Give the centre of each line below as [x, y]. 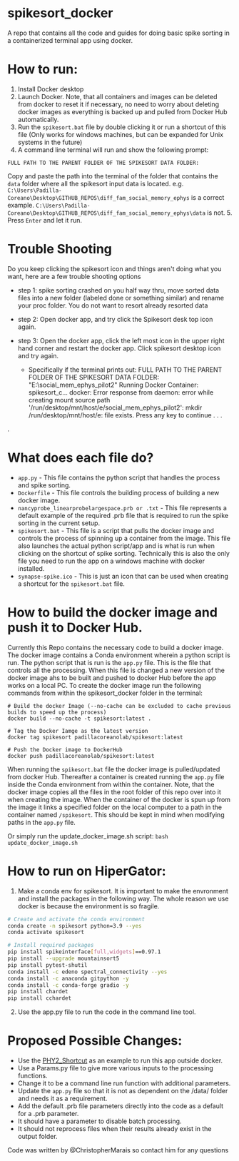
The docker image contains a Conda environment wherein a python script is [119, 655]
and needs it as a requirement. [62, 1099]
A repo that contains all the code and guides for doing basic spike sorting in [118, 33]
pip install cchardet [40, 998]
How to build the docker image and [112, 612]
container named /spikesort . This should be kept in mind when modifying [116, 814]
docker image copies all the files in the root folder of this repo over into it [114, 792]
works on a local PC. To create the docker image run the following [105, 685]
